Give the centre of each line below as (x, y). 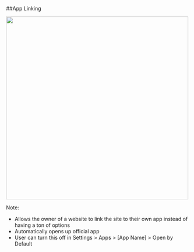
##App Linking (24, 8)
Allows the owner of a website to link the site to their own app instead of (101, 219)
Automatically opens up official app (57, 231)
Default (23, 244)
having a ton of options (42, 225)
